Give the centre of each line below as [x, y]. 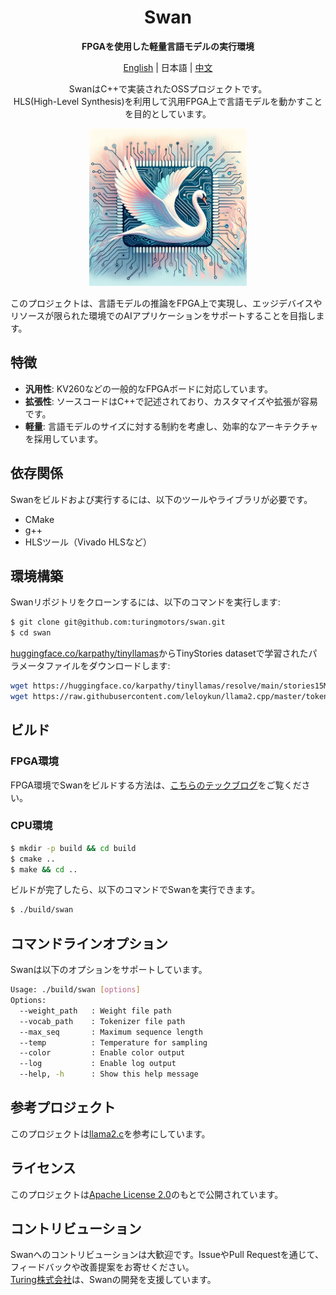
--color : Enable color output [102, 1053]
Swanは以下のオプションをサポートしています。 [109, 970]
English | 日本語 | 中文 [168, 67]
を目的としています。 [168, 113]
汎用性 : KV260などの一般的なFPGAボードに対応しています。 [149, 388]
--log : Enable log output [98, 1064]
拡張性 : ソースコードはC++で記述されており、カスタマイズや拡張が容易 [171, 401]
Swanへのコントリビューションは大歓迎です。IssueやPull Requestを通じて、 [167, 1255]
